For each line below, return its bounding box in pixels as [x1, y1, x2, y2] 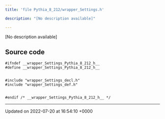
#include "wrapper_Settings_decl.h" [5, 78, 80, 83]
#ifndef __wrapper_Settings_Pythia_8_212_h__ [5, 61, 100, 66]
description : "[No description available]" [5, 16, 96, 21]
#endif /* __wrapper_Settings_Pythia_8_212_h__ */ [5, 95, 111, 100]
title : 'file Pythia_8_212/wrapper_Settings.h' [5, 7, 105, 12]
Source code [5, 48, 45, 56]
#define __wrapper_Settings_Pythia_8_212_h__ [5, 65, 100, 70]
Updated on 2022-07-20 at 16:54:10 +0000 [5, 108, 93, 114]
